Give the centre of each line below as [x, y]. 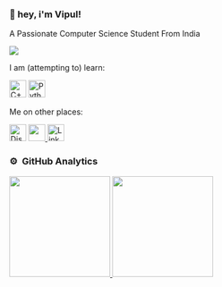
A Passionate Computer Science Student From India [105, 34]
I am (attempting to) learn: [57, 68]
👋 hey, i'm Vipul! [46, 14]
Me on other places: [46, 112]
